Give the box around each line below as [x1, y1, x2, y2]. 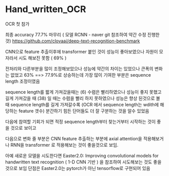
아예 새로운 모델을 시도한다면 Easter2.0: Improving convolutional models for [5, 152, 159, 158]
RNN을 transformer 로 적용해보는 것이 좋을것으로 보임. [10, 142, 119, 148]
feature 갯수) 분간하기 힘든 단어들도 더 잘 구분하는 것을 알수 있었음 [18, 107, 150, 114]
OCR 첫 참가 [5, 21, 30, 27]
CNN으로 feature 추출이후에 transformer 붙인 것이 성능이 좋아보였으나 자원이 [5, 48, 158, 54]
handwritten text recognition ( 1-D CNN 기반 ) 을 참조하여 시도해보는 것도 [5, 159, 152, 165]
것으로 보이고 [10, 125, 37, 131]
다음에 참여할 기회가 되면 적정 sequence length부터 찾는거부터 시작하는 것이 [5, 119, 156, 125]
